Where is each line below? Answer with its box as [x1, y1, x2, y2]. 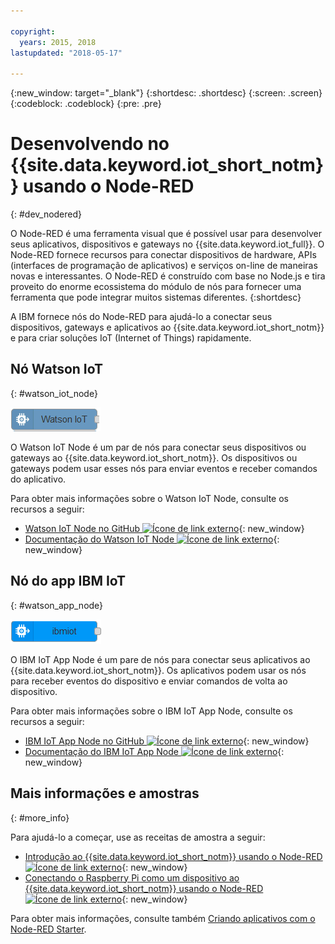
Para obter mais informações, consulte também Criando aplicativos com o [10, 912, 316, 924]
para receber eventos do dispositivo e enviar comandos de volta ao [10, 675, 288, 687]
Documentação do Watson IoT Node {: [24, 533, 280, 545]
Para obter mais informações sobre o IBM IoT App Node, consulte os [10, 705, 293, 717]
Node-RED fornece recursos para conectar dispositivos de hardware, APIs [10, 249, 317, 261]
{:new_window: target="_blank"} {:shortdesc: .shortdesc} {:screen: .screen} [10, 87, 323, 99]
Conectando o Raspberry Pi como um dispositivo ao [24, 871, 240, 884]
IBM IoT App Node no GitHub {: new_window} [24, 735, 310, 747]
